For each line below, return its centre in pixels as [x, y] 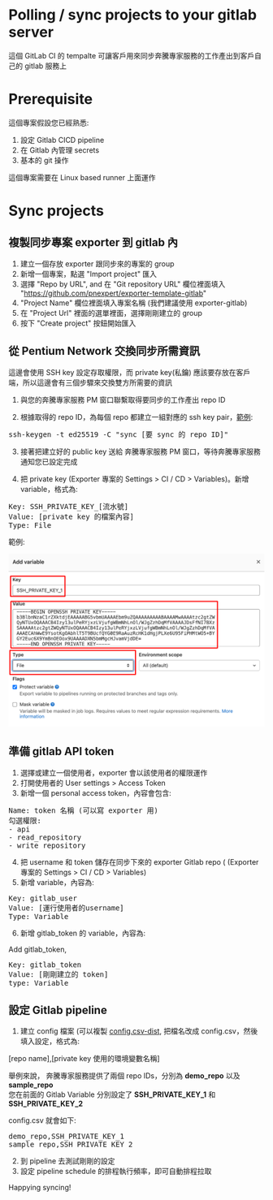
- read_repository [45, 837]
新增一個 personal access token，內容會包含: [96, 792]
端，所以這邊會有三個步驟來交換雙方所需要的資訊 [90, 382]
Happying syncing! [40, 1188]
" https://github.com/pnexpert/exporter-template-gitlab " [113, 293]
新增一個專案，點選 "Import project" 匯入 [88, 274]
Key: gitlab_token [45, 965]
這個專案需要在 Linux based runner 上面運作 [82, 177]
